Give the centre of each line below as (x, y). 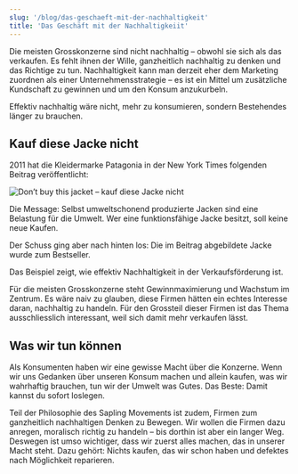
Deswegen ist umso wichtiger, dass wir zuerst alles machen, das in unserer (147, 441)
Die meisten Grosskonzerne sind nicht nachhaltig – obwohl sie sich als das (145, 51)
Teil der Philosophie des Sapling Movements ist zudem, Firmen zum (133, 413)
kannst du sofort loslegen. (57, 396)
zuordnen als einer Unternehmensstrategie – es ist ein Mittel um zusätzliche (148, 79)
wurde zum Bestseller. (50, 255)
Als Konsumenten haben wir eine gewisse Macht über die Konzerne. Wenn (146, 367)
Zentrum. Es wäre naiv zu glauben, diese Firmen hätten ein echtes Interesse (149, 298)
